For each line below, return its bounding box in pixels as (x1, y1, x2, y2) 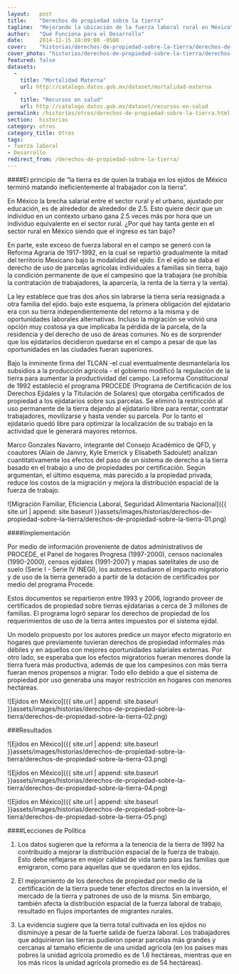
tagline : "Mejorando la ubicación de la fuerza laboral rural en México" (7, 23, 234, 31)
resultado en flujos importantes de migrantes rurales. (17, 906, 174, 915)
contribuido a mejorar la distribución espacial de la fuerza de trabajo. (17, 847, 221, 856)
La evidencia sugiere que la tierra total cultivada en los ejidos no (17, 920, 206, 928)
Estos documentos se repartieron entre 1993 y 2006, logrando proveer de (7, 594, 223, 602)
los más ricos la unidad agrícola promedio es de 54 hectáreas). (17, 958, 203, 967)
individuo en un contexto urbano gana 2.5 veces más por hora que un (7, 211, 212, 220)
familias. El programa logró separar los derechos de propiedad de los (7, 609, 210, 617)
